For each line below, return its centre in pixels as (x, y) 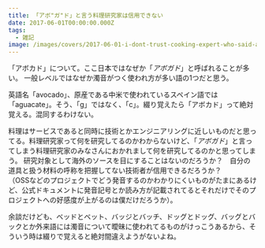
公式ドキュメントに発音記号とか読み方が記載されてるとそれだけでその (136, 191)
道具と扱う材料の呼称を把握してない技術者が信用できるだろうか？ (115, 171)
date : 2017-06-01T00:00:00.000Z (61, 23)
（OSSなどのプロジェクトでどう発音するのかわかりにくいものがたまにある (129, 180)
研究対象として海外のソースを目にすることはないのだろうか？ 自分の (137, 161)
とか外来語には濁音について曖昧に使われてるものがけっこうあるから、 (136, 227)
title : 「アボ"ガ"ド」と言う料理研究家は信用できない (86, 15)
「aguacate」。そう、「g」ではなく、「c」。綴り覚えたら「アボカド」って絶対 (131, 105)
